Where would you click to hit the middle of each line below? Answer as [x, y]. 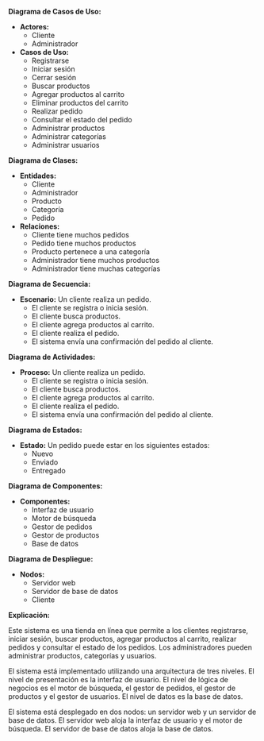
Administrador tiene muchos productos [96, 260]
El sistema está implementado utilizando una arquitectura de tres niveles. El [132, 671]
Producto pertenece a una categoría [91, 252]
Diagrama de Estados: [45, 430]
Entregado [48, 471]
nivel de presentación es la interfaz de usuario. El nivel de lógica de [118, 679]
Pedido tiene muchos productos [84, 243]
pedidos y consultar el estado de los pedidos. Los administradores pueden [130, 647]
